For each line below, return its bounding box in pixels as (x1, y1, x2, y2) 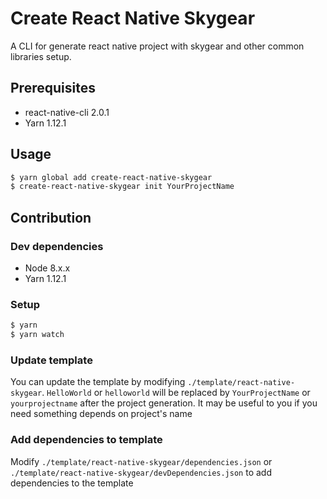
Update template (10, 353, 93, 367)
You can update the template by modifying (10, 376, 186, 388)
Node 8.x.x (24, 262, 71, 274)
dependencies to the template (10, 477, 134, 489)
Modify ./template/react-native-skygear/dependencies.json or (10, 455, 273, 467)
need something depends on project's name (10, 408, 193, 420)
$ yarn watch (10, 330, 65, 340)
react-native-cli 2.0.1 (24, 106, 110, 118)
